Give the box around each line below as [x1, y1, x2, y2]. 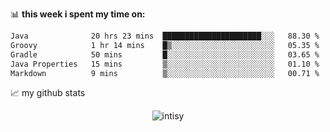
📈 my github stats [10, 87, 86, 99]
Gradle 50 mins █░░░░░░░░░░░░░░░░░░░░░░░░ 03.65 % [10, 49, 320, 60]
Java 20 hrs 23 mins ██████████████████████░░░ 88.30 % [10, 31, 320, 41]
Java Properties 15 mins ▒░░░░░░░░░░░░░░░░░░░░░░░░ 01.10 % [10, 59, 320, 69]
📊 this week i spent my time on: [10, 8, 146, 20]
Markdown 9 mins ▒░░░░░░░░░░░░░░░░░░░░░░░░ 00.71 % [10, 68, 320, 78]
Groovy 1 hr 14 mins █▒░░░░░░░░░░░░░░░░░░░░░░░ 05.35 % [10, 40, 320, 50]
